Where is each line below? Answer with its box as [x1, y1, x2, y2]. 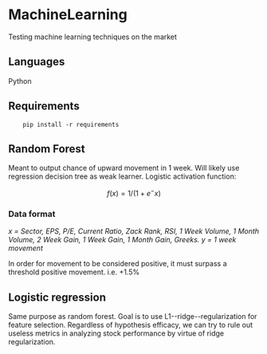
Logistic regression [8, 290, 106, 304]
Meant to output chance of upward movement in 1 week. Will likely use [8, 163, 240, 173]
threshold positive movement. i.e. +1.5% [8, 267, 140, 277]
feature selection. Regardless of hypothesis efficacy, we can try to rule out [8, 321, 253, 330]
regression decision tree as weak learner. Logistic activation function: [8, 171, 237, 181]
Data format [8, 208, 56, 219]
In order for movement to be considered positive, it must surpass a [8, 259, 227, 269]
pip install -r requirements [22, 120, 120, 128]
